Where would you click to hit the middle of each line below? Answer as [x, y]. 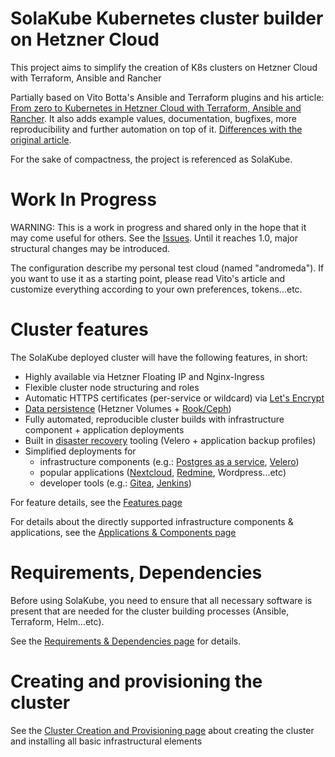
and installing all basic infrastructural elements [106, 741]
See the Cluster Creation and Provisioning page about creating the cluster [162, 730]
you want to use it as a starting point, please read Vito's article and [148, 278]
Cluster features [79, 329]
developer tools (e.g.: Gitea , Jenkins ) [115, 483]
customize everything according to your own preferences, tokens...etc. [156, 289]
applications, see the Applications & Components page [123, 532]
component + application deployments [104, 429]
